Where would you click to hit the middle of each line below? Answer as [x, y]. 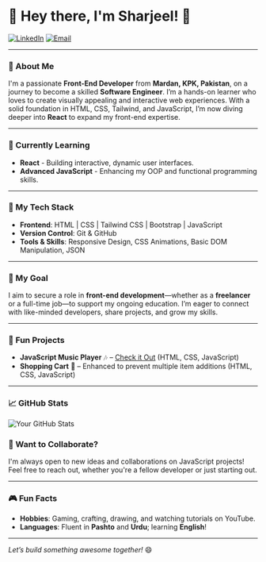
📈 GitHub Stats [38, 403]
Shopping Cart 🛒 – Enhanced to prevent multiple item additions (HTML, [136, 366]
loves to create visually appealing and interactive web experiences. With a [129, 100]
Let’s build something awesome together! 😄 [80, 550]
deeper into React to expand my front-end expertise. [94, 117]
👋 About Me [31, 66]
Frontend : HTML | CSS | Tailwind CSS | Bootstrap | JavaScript [121, 225]
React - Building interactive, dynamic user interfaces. [106, 163]
